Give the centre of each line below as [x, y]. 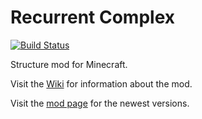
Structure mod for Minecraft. [69, 64]
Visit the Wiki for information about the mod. [101, 83]
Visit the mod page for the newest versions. [100, 103]
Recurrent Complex [92, 17]
